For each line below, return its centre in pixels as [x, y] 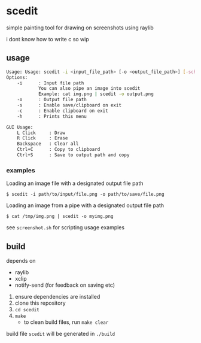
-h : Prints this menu [52, 116]
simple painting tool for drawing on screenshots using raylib [80, 28]
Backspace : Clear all [48, 144]
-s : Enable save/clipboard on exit [69, 105]
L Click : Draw [41, 133]
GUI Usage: [20, 127]
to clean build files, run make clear [66, 322]
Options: [17, 77]
